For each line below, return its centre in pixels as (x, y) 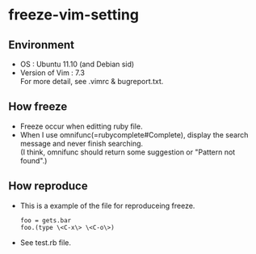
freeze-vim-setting (74, 15)
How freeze (38, 107)
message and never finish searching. (82, 143)
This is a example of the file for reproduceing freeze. (107, 205)
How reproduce (48, 186)
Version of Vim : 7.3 (52, 73)
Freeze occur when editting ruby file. (81, 126)
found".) (34, 160)
